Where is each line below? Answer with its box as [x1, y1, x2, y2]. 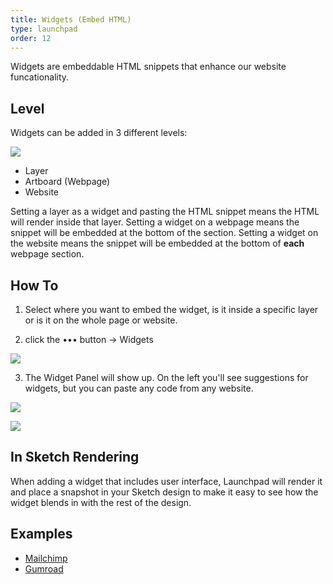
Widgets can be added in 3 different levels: [10, 127, 188, 139]
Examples [10, 526, 73, 543]
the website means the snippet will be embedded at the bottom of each [10, 237, 305, 250]
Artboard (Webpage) [24, 176, 111, 188]
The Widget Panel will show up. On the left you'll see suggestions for [24, 372, 309, 383]
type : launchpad [10, 24, 78, 34]
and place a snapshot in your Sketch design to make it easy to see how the [10, 486, 319, 498]
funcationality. [10, 71, 70, 83]
